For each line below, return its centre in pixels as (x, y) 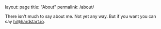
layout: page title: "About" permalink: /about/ (50, 7)
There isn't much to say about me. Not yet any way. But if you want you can (80, 16)
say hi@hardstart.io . (25, 22)
